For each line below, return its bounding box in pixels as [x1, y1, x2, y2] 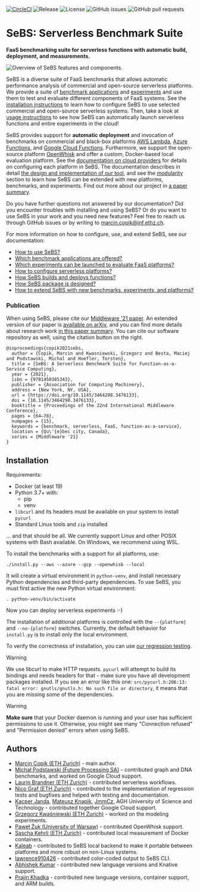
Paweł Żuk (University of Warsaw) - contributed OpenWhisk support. [14, 823, 184, 830]
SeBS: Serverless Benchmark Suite [6, 27, 183, 40]
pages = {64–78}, [11, 413, 55, 419]
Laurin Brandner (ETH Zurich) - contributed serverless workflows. [14, 778, 177, 786]
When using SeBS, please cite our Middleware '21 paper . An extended [6, 315, 177, 322]
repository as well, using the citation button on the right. [6, 334, 143, 341]
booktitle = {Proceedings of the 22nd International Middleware [11, 403, 174, 409]
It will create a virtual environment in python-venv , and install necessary [6, 572, 181, 579]
